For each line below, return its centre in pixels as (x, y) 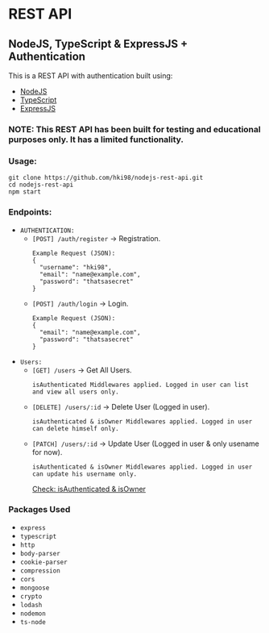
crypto (31, 596)
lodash (31, 605)
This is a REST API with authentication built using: (91, 76)
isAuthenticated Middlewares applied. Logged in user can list (141, 385)
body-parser (40, 553)
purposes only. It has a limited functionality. (96, 140)
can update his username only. (85, 474)
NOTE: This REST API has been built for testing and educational (134, 129)
